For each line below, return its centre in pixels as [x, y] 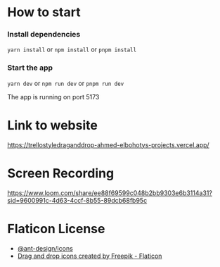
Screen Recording [61, 173]
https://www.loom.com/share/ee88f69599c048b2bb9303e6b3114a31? [110, 193]
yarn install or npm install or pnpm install [72, 49]
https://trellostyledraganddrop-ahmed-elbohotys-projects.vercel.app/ [108, 144]
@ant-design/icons [45, 248]
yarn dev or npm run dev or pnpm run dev [66, 83]
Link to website [53, 125]
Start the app [30, 68]
